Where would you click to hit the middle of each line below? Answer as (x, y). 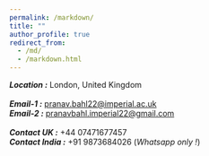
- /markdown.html (50, 59)
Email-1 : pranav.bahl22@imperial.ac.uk (83, 104)
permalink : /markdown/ (52, 17)
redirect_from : (38, 43)
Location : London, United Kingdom (75, 85)
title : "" (28, 26)
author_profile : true (50, 34)
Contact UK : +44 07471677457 (68, 132)
